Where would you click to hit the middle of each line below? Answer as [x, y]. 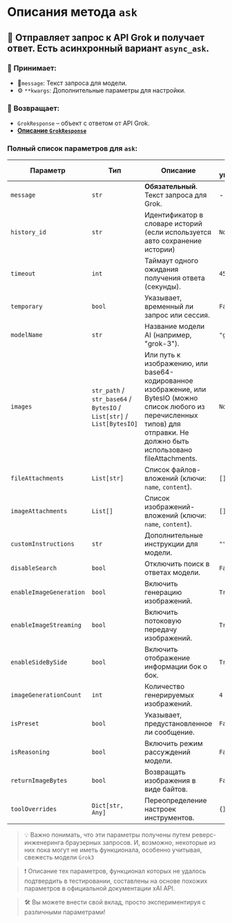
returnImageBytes [39, 781]
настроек [160, 809]
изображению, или [176, 363]
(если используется [178, 232]
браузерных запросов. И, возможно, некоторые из [141, 843]
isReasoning [30, 752]
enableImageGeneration [48, 592]
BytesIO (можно [171, 398]
